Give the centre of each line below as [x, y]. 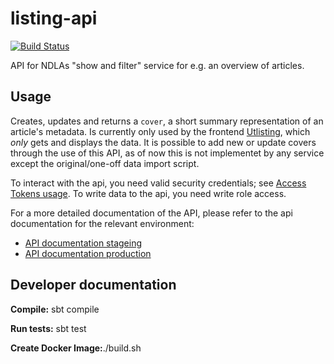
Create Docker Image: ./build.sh [76, 348]
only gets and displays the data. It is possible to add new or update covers [163, 142]
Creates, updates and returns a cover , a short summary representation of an [167, 121]
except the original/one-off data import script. [105, 163]
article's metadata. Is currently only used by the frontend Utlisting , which [160, 131]
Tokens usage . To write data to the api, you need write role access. [148, 193]
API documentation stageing [83, 243]
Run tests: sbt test [48, 328]
